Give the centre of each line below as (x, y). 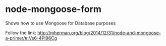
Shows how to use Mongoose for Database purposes (61, 23)
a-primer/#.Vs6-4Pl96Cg (31, 38)
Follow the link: (21, 32)
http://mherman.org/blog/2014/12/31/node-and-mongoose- (99, 32)
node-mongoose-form (53, 9)
